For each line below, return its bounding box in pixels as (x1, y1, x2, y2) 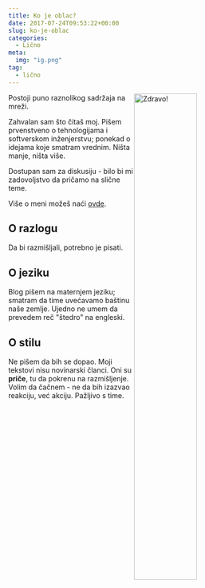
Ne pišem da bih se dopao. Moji (8, 357, 113, 367)
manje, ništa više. (8, 151, 66, 160)
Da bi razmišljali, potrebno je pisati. (8, 243, 124, 252)
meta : (8, 49, 26, 57)
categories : (8, 34, 48, 42)
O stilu (8, 336, 41, 349)
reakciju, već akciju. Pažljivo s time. (8, 391, 124, 401)
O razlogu (8, 222, 58, 235)
